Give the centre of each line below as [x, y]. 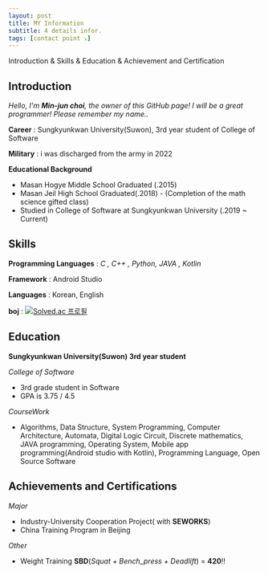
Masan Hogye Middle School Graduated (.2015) [98, 185]
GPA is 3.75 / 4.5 [47, 396]
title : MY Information [46, 23]
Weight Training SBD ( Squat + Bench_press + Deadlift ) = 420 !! [123, 561]
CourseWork [29, 411]
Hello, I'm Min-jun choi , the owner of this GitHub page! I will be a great [126, 106]
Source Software [48, 461]
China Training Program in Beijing [75, 530]
